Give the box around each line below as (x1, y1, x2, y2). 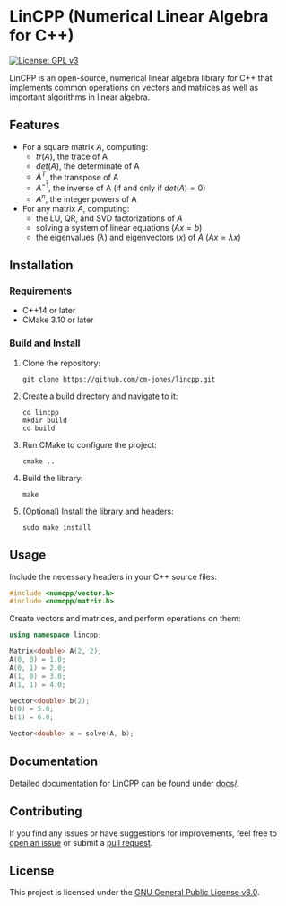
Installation (9, 258, 74, 273)
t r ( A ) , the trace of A (35, 151, 108, 162)
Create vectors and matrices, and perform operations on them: (9, 613, 241, 624)
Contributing (9, 804, 82, 819)
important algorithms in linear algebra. (9, 92, 151, 102)
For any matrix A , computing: (22, 203, 130, 214)
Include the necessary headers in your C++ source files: (9, 571, 218, 582)
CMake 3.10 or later (22, 314, 94, 325)
